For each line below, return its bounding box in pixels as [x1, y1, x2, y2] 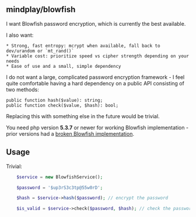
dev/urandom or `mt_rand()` [6, 48, 75, 54]
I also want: [6, 32, 34, 39]
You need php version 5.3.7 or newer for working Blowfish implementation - [6, 124, 188, 131]
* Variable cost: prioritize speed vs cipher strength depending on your [6, 53, 190, 59]
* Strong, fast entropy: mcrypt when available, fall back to [6, 43, 160, 49]
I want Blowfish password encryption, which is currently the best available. [6, 20, 186, 27]
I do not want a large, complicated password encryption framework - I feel [6, 73, 185, 81]
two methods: [6, 86, 39, 93]
